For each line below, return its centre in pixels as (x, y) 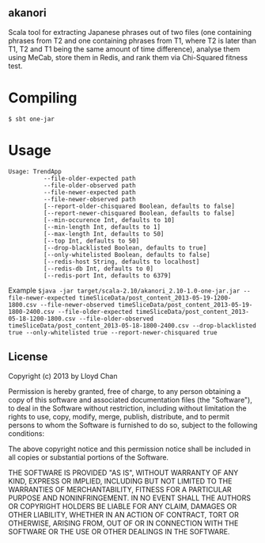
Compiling (43, 98)
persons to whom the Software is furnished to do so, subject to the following (133, 425)
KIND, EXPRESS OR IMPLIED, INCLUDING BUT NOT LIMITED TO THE (120, 481)
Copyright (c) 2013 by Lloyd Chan (63, 376)
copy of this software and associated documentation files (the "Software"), (131, 400)
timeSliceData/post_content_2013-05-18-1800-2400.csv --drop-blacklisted (132, 325)
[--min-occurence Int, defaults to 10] (109, 220)
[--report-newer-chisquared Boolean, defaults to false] (139, 213)
